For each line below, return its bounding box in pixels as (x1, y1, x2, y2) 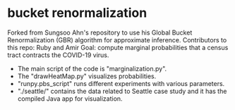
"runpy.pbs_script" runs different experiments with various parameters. (17, 79, 225, 87)
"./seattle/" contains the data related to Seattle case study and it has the (17, 87, 227, 95)
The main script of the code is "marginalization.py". (17, 64, 167, 73)
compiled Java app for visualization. (17, 94, 123, 103)
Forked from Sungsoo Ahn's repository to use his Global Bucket (7, 28, 193, 37)
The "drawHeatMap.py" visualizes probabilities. (17, 72, 157, 80)
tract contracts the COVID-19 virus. (7, 51, 109, 59)
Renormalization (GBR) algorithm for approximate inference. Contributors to (7, 35, 227, 44)
